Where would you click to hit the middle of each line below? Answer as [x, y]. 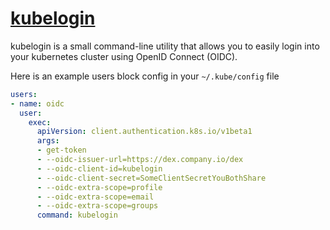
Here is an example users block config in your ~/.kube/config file [145, 76]
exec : [40, 122]
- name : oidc [37, 103]
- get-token [61, 150]
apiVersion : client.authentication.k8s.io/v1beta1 [144, 132]
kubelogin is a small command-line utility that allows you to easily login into [165, 46]
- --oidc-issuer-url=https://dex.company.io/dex [140, 160]
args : [48, 141]
